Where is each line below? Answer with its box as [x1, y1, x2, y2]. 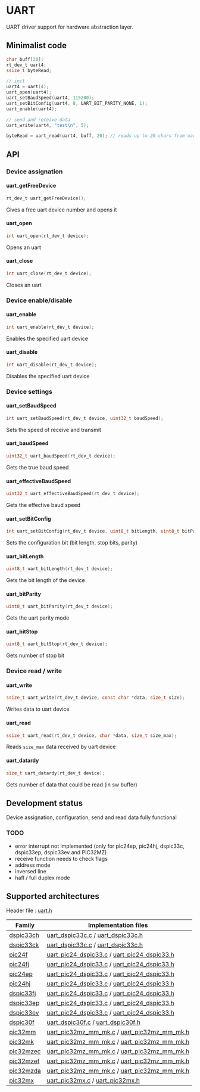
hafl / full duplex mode [14, 874, 70, 881]
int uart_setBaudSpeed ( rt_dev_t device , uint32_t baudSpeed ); [6, 415, 164, 421]
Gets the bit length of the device [6, 577, 85, 584]
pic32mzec [9, 1047, 41, 1056]
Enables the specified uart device [6, 335, 88, 342]
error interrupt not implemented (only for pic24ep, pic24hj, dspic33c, [14, 842, 185, 850]
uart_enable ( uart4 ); [6, 105, 58, 112]
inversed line [14, 867, 46, 875]
